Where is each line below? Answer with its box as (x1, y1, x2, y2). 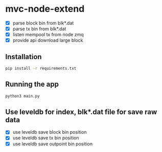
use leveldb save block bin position (12, 129, 87, 135)
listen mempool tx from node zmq (12, 32, 84, 38)
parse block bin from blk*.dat (12, 20, 74, 26)
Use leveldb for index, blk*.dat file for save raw (5, 108, 157, 116)
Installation (5, 52, 42, 61)
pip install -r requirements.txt (5, 66, 77, 71)
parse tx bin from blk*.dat (12, 26, 66, 32)
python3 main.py (5, 93, 40, 98)
